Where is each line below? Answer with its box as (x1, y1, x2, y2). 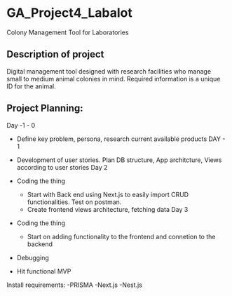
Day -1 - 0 (6, 121, 36, 129)
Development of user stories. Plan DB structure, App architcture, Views (16, 156, 222, 164)
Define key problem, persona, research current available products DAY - (16, 135, 226, 143)
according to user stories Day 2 (16, 163, 108, 171)
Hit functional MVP (16, 267, 71, 275)
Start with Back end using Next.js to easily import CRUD (27, 190, 189, 199)
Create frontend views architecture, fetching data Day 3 (27, 205, 189, 213)
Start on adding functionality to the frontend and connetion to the (27, 232, 216, 241)
